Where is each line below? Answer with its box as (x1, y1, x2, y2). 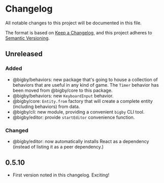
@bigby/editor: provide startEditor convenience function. (12, 114, 135, 120)
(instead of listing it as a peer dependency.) (12, 143, 104, 150)
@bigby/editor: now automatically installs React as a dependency (12, 138, 149, 144)
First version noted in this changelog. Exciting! (12, 172, 110, 178)
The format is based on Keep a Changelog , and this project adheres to (5, 29, 152, 35)
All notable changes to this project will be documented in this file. (5, 20, 142, 26)
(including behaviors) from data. (12, 103, 80, 109)
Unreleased (5, 50, 43, 58)
